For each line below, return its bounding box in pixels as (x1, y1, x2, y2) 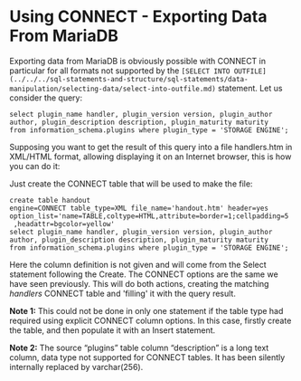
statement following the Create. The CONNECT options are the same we (9, 269, 278, 280)
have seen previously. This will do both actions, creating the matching (9, 278, 269, 289)
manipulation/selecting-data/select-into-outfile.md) (9, 84, 217, 93)
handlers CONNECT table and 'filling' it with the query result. (9, 288, 237, 299)
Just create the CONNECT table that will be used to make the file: (9, 178, 253, 189)
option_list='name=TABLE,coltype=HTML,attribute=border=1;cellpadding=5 (9, 211, 289, 221)
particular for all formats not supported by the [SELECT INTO (9, 65, 230, 76)
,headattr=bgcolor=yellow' (13, 219, 116, 228)
